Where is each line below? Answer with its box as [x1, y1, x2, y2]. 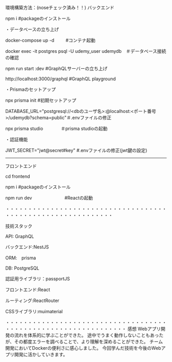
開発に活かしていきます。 [14, 351, 68, 357]
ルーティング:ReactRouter [5, 297, 60, 303]
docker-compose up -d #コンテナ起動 [5, 37, 96, 43]
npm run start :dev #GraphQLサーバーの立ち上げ [5, 66, 107, 71]
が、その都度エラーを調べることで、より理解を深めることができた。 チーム [5, 338, 163, 345]
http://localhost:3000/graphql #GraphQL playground [5, 76, 116, 82]
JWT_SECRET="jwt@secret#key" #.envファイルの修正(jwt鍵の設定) [5, 147, 147, 153]
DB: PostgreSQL [5, 265, 39, 271]
